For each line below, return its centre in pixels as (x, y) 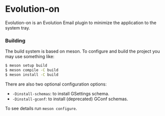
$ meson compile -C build (32, 70)
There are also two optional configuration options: (56, 84)
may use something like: (30, 57)
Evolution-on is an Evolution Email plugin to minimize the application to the (81, 23)
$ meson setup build (26, 66)
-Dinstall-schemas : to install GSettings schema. (61, 93)
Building (15, 40)
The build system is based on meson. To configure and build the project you (83, 51)
